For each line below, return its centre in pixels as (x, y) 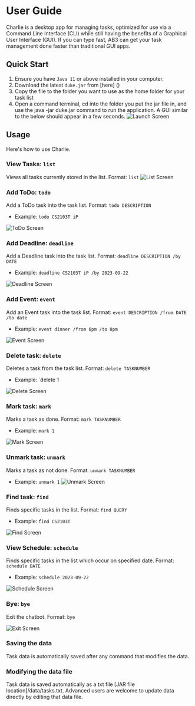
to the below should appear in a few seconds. (70, 116)
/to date (17, 318)
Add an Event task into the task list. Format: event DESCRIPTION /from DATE (96, 312)
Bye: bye (18, 604)
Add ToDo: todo (29, 192)
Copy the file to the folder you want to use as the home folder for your (100, 91)
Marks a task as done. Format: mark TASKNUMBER (63, 419)
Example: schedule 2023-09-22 (52, 577)
